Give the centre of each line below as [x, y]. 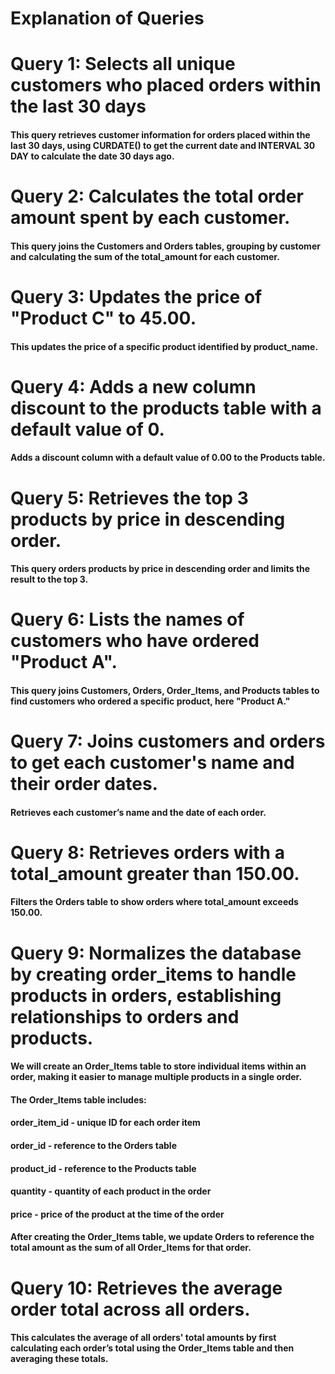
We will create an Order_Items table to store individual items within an [158, 1066]
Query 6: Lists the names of [127, 619]
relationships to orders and [125, 1016]
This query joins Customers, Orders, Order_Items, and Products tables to [165, 690]
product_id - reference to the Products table [103, 1168]
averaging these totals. [59, 1359]
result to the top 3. [49, 579]
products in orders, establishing [146, 995]
